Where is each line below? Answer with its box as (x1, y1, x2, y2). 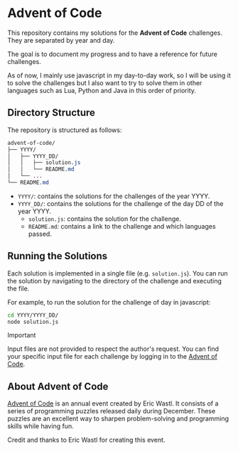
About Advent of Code (7, 380, 109, 392)
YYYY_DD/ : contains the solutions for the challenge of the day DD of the (17, 199, 224, 207)
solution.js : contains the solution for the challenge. (28, 214, 181, 223)
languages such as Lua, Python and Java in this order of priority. (7, 86, 197, 94)
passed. (28, 229, 52, 238)
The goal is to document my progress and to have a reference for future (7, 50, 218, 58)
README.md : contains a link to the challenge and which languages (28, 222, 216, 230)
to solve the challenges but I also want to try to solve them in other (7, 78, 202, 87)
